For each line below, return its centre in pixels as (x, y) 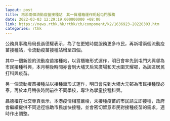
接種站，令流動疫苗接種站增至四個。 (47, 50)
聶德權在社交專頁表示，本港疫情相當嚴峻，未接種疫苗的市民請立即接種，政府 (85, 101)
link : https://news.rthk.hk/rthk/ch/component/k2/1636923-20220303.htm (82, 24)
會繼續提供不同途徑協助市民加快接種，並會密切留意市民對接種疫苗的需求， (83, 107)
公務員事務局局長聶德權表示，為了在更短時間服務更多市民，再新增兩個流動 (83, 44)
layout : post (19, 10)
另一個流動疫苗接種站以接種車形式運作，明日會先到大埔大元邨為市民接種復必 (85, 84)
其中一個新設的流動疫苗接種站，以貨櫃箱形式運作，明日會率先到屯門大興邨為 (85, 60)
